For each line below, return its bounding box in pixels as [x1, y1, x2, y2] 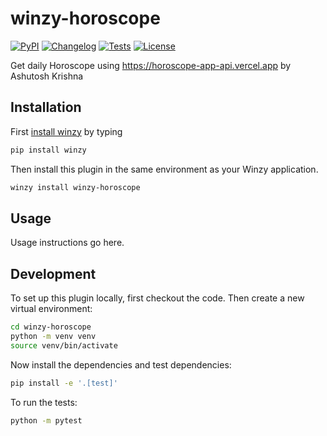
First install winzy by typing [10, 125, 123, 137]
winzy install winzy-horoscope [10, 182, 141, 192]
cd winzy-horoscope [10, 322, 92, 332]
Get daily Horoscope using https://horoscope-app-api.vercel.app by [10, 59, 292, 71]
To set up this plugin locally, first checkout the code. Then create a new [10, 292, 305, 304]
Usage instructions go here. [10, 237, 125, 249]
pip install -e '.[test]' [10, 378, 118, 388]
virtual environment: [10, 303, 93, 315]
